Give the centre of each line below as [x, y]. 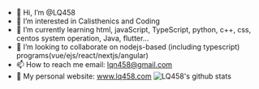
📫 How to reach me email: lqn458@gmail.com [94, 64]
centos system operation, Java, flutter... [82, 38]
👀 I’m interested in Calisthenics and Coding [88, 21]
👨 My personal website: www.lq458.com [84, 76]
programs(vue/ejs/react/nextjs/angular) [82, 55]
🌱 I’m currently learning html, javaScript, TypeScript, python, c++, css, [134, 30]
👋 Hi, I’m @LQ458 [45, 13]
